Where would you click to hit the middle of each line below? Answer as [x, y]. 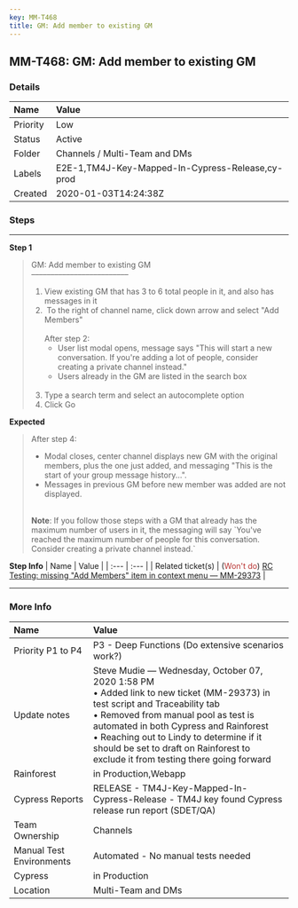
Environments [42, 861]
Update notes [42, 715]
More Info [31, 607]
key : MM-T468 [33, 17]
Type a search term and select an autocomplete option [144, 395]
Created [31, 193]
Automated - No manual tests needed [172, 856]
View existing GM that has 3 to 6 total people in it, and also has [159, 292]
